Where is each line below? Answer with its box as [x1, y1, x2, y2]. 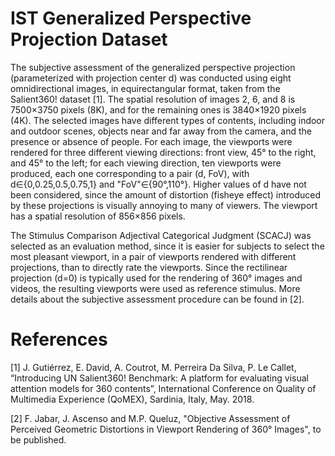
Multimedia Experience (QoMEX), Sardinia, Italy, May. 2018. [10, 393, 255, 405]
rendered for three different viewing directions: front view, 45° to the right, [10, 146, 317, 158]
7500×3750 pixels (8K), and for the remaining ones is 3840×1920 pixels [10, 103, 307, 116]
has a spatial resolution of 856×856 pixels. [10, 210, 186, 222]
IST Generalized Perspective [10, 7, 252, 30]
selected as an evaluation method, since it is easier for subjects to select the [10, 240, 325, 252]
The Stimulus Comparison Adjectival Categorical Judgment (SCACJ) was [10, 229, 312, 241]
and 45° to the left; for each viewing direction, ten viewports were [10, 157, 282, 169]
